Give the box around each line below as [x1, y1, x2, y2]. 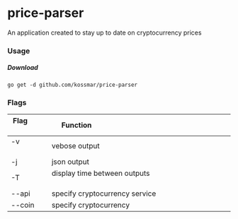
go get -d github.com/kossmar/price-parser [7, 81, 138, 88]
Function [61, 120, 92, 130]
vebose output [51, 141, 101, 151]
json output [51, 157, 90, 167]
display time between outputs [51, 168, 150, 178]
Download [7, 64, 39, 72]
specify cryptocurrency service [51, 189, 157, 199]
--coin [11, 200, 35, 210]
